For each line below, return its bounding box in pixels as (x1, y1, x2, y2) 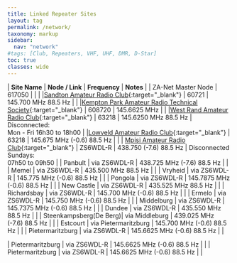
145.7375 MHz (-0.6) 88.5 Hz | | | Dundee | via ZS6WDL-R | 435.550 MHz (7, 203, 221, 212)
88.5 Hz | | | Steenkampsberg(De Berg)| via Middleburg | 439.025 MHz (7, 211, 214, 220)
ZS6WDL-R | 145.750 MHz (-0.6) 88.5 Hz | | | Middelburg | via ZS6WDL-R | (7, 196, 225, 205)
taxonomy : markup (7, 30, 59, 38)
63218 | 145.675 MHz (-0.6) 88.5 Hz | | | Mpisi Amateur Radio (7, 136, 186, 144)
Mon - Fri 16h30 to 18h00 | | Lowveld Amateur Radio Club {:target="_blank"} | (7, 128, 231, 136)
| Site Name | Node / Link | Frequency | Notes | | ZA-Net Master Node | (7, 82, 218, 91)
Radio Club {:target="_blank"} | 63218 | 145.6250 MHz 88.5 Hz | (7, 113, 192, 122)
